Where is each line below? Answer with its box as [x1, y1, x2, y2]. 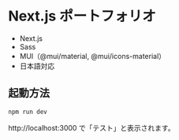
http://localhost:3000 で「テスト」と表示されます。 [8, 123, 175, 132]
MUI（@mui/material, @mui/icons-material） [19, 51, 166, 61]
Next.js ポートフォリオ [8, 7, 156, 25]
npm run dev [8, 108, 47, 116]
